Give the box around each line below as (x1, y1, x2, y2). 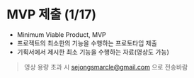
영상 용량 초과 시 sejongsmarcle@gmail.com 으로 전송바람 (23, 62, 188, 71)
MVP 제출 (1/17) (6, 6, 97, 23)
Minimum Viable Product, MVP (16, 30, 107, 39)
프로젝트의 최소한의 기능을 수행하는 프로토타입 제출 (16, 38, 157, 47)
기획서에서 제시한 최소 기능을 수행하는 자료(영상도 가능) (16, 48, 169, 56)
